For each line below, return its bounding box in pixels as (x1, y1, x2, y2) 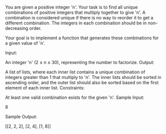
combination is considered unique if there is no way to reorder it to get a (5, 15, 154, 20)
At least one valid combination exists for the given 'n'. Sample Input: (5, 94, 145, 100)
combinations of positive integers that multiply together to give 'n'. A (5, 9, 146, 15)
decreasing (5, 25, 28, 31)
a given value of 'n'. (5, 40, 46, 46)
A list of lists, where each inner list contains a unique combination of (5, 69, 146, 75)
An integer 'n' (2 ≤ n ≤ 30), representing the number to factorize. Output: (5, 60, 155, 65)
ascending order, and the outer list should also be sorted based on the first (5, 79, 159, 85)
